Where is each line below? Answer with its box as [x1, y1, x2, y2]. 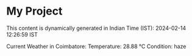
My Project [6, 4, 63, 18]
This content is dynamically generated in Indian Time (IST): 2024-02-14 [6, 24, 187, 32]
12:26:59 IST [6, 30, 38, 38]
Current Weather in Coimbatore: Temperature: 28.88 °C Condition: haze [6, 43, 187, 50]
